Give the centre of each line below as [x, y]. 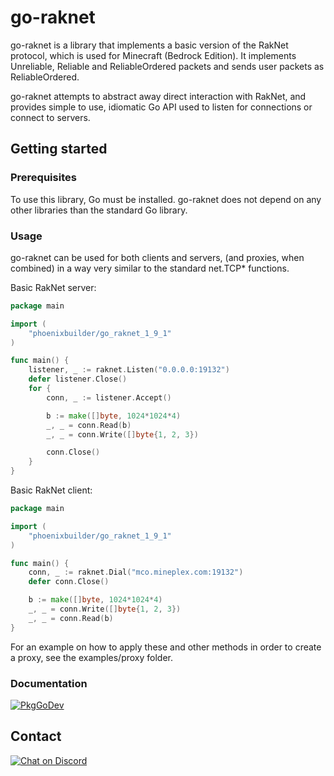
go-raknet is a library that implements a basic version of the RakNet [149, 45]
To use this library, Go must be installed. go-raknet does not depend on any [166, 199]
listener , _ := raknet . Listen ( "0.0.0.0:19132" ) [129, 370]
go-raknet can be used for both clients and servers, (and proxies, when [157, 257]
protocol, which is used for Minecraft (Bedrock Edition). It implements [153, 55]
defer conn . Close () [69, 582]
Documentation [49, 683]
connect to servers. [50, 117]
